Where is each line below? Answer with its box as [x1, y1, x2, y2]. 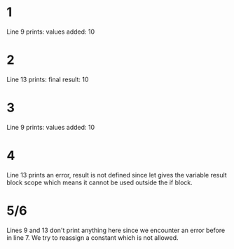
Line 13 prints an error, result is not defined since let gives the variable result [6, 170, 227, 179]
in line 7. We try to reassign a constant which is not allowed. [6, 233, 179, 242]
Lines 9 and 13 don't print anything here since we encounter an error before [6, 226, 226, 234]
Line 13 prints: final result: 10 [6, 75, 89, 83]
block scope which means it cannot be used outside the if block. [6, 178, 193, 187]
